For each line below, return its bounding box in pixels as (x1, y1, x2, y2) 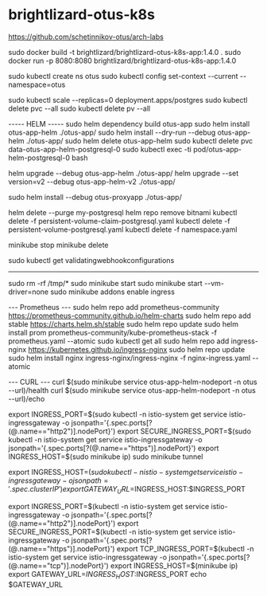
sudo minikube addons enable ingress (50, 287, 175, 296)
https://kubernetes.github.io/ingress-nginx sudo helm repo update (28, 344, 246, 354)
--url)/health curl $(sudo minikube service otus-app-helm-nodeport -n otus (8, 385, 256, 395)
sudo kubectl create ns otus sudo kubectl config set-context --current (8, 71, 238, 80)
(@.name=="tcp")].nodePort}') (8, 560, 109, 571)
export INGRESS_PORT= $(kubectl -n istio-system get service (8, 501, 210, 511)
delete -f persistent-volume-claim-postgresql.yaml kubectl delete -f (8, 216, 230, 225)
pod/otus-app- (193, 144, 242, 154)
